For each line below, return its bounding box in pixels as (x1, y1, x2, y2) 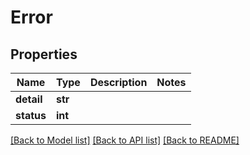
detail (15, 92, 43, 106)
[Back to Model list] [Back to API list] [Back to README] (10, 134, 240, 146)
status (15, 109, 47, 122)
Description (89, 76, 148, 89)
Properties (10, 46, 78, 63)
